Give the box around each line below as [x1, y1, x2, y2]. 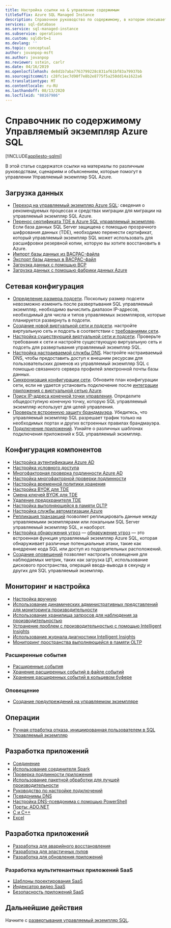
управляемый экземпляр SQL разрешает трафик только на [12, 414, 142, 420]
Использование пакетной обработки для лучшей [12, 777, 120, 783]
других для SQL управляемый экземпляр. [12, 567, 104, 573]
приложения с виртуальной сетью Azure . [12, 387, 103, 393]
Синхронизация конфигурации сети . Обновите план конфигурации [12, 377, 158, 383]
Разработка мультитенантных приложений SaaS [5, 866, 133, 873]
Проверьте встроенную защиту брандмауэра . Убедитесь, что [12, 409, 148, 415]
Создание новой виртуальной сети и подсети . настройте [12, 322, 137, 329]
